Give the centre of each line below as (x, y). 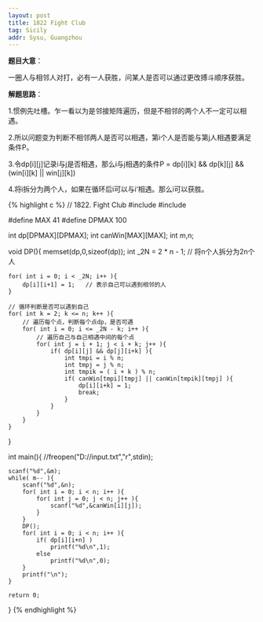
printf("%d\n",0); (80, 561)
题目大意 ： (26, 61)
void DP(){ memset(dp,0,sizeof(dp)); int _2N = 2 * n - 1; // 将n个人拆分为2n (128, 252)
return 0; (24, 595)
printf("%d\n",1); (80, 547)
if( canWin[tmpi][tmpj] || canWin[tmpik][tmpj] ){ (149, 379)
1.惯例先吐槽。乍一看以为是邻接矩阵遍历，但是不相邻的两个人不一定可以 (124, 111)
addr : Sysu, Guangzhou (45, 37)
